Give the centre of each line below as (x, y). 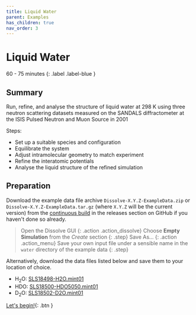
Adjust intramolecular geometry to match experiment (79, 155)
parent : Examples (28, 17)
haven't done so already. (36, 219)
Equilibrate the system (42, 148)
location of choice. (29, 267)
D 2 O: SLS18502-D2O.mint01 (49, 293)
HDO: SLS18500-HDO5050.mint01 (56, 286)
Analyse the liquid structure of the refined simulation (79, 167)
